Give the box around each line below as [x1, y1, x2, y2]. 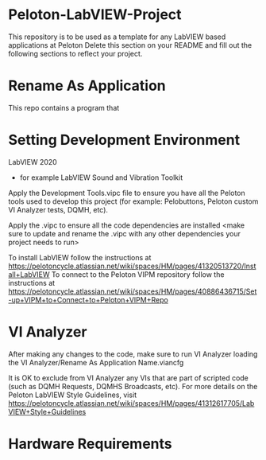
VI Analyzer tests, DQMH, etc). [8, 205, 109, 214]
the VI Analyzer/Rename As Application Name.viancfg [8, 357, 184, 367]
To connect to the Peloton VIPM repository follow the [51, 269, 225, 279]
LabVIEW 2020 [8, 157, 57, 166]
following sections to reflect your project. [8, 49, 143, 58]
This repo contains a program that [8, 103, 120, 112]
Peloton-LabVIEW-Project [8, 6, 182, 24]
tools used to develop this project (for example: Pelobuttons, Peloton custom [8, 197, 259, 206]
